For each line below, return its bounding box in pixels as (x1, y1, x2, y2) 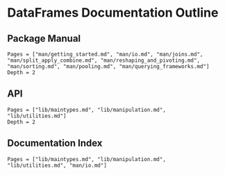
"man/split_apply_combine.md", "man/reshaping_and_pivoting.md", (7, 57, 200, 64)
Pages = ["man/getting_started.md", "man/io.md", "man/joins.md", (7, 51, 203, 58)
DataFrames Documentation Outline (7, 5, 219, 21)
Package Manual (7, 33, 81, 44)
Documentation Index (7, 137, 103, 149)
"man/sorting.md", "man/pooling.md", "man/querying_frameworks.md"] (7, 63, 210, 70)
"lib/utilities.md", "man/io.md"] (7, 162, 108, 169)
